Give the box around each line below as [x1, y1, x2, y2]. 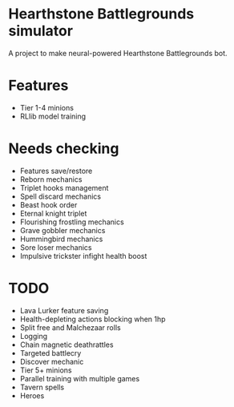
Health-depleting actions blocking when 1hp [19, 314, 166, 324]
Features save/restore [19, 166, 93, 175]
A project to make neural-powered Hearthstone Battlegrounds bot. [8, 48, 228, 58]
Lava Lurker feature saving [19, 305, 109, 315]
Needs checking [8, 139, 119, 158]
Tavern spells [19, 382, 65, 392]
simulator [8, 22, 74, 40]
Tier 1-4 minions [19, 103, 75, 112]
